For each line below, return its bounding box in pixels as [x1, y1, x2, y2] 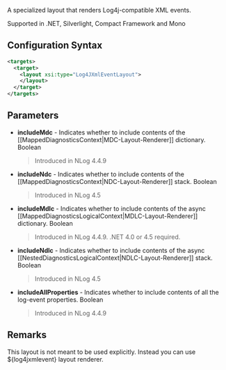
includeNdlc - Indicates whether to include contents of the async [17, 246, 205, 254]
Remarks [7, 329, 47, 341]
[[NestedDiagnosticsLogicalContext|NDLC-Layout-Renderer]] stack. [17, 254, 213, 262]
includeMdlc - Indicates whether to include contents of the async [17, 204, 207, 213]
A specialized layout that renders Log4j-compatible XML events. [7, 6, 191, 14]
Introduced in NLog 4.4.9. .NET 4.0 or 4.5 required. [34, 233, 181, 241]
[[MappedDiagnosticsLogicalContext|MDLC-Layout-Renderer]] [17, 212, 198, 220]
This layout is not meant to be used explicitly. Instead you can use [7, 348, 196, 356]
